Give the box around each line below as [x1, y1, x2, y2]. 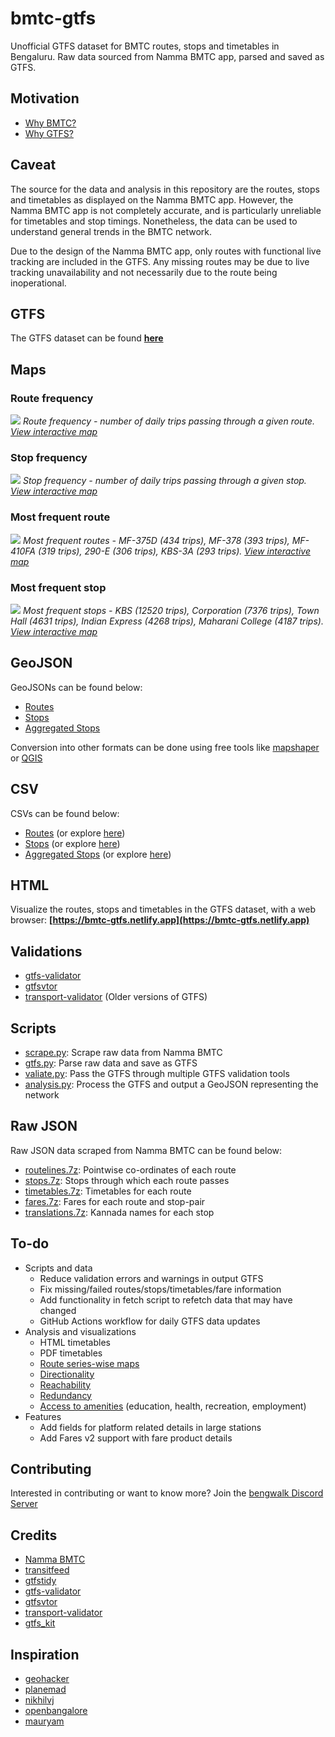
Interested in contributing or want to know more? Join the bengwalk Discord [10, 1487, 324, 1499]
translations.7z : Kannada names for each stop [24, 1206, 215, 1218]
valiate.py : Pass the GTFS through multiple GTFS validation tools [24, 1068, 290, 1080]
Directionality [39, 1368, 95, 1380]
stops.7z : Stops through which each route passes [24, 1174, 230, 1186]
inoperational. [10, 277, 67, 289]
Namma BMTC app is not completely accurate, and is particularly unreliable [10, 204, 322, 216]
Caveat [10, 157, 57, 174]
